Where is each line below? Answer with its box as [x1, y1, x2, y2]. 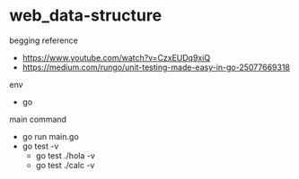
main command [9, 114, 67, 124]
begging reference [9, 35, 78, 46]
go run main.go [22, 131, 79, 141]
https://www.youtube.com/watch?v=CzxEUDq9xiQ [22, 52, 211, 63]
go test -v [22, 141, 59, 151]
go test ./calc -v [35, 159, 95, 170]
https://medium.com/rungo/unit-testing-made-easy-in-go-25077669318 [22, 62, 290, 72]
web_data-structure [9, 5, 163, 26]
